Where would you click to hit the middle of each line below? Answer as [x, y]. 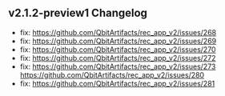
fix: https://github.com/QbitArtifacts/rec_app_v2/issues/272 [118, 58]
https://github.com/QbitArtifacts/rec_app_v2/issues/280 [112, 74]
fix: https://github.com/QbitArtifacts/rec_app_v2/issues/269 [118, 41]
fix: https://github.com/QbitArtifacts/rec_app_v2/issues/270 [118, 49]
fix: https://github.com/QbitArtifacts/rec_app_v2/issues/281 [117, 83]
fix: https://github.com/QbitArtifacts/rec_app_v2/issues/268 [118, 32]
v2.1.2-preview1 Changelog [78, 13]
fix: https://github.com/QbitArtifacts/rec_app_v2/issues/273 [118, 66]
